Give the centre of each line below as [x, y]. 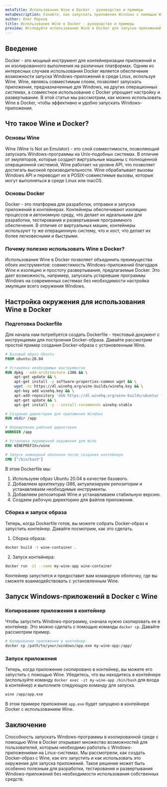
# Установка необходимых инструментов [45, 368]
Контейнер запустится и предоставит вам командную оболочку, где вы [81, 575]
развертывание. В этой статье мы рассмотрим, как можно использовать [83, 97]
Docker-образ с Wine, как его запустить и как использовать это [73, 758]
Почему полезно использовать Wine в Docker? [65, 248]
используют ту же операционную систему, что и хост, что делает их [78, 230]
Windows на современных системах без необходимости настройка [77, 281]
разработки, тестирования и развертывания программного [69, 220]
